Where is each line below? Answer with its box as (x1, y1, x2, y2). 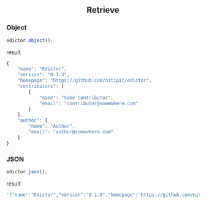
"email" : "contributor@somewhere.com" (39, 100, 139, 106)
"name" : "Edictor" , (17, 66, 67, 73)
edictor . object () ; (6, 37, 53, 44)
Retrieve (86, 5, 120, 15)
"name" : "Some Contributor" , (39, 95, 114, 101)
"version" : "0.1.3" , (17, 72, 70, 78)
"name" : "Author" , (28, 123, 75, 130)
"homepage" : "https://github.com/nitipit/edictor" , (17, 77, 152, 84)
